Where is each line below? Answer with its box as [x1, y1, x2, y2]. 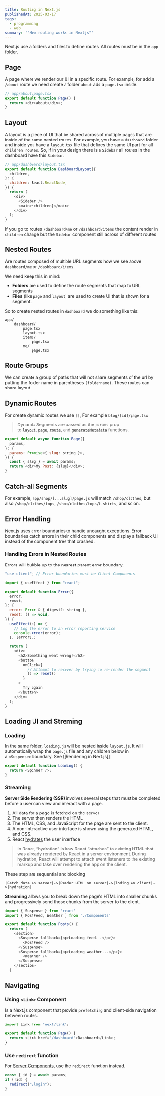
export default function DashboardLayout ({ [5, 167, 96, 172]
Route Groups [5, 361, 48, 370]
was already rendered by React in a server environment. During [17, 851, 146, 857]
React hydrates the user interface [12, 836, 80, 842]
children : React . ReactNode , [9, 180, 67, 185]
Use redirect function [5, 1052, 59, 1059]
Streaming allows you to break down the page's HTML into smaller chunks [5, 893, 157, 900]
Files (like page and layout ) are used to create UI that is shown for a [12, 293, 149, 299]
